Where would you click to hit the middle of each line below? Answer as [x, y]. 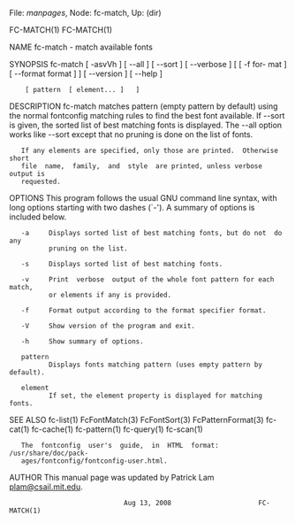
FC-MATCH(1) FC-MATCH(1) [61, 30]
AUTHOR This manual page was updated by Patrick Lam [112, 477]
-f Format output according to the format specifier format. [144, 311]
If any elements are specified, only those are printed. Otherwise [149, 150]
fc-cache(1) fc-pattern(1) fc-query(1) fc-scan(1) [117, 429]
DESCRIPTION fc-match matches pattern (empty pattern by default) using [144, 106]
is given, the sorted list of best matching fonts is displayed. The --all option [146, 125]
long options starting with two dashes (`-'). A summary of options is [132, 208]
